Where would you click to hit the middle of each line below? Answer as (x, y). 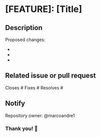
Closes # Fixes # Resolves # (34, 87)
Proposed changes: (25, 39)
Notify (15, 103)
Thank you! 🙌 (22, 128)
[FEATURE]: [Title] (44, 9)
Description (24, 28)
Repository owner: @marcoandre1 (40, 115)
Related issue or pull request (50, 76)
